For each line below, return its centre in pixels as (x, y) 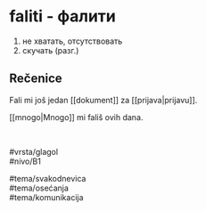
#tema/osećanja (39, 188)
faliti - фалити (62, 16)
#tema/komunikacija (46, 197)
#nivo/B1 (25, 161)
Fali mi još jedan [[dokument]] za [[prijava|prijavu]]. (103, 100)
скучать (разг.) (50, 50)
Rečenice (36, 79)
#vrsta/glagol (34, 151)
